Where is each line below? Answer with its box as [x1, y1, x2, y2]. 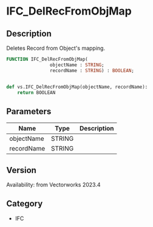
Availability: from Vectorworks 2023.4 [6, 181, 101, 188]
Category [6, 198, 43, 209]
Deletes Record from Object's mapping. [6, 44, 105, 52]
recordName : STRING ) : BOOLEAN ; [49, 67, 135, 73]
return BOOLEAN [17, 89, 56, 95]
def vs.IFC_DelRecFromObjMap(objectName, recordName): [6, 84, 148, 90]
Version [6, 165, 36, 175]
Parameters [6, 106, 52, 117]
